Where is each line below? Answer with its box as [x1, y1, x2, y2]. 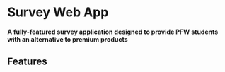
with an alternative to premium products [7, 35, 129, 43]
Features [7, 56, 47, 68]
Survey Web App [7, 4, 109, 20]
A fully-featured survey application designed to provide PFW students [7, 28, 219, 36]
